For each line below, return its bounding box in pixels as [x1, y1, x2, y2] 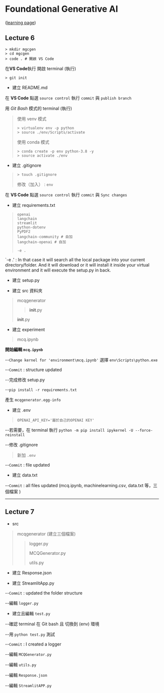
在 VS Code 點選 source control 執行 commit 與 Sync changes [5, 192, 127, 198]
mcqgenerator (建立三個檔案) [17, 531, 76, 537]
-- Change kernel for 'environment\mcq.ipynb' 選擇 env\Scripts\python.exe [5, 357, 158, 363]
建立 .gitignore [12, 162, 41, 168]
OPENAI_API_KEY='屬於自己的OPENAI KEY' [17, 418, 95, 422]
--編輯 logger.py [5, 600, 39, 606]
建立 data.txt [12, 472, 38, 478]
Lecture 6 [5, 34, 35, 42]
